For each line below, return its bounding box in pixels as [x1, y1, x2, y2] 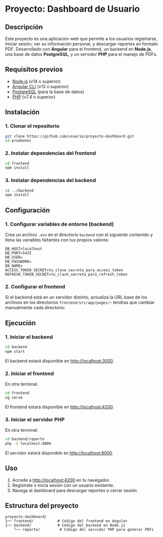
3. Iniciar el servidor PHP [5, 416, 65, 423]
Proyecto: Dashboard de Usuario [5, 3, 140, 15]
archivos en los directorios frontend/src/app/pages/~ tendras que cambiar [5, 299, 155, 305]
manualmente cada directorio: [5, 305, 65, 311]
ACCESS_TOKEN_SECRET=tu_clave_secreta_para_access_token [5, 268, 123, 273]
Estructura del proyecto [5, 501, 79, 510]
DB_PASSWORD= [5, 259, 32, 264]
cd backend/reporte [5, 437, 45, 442]
